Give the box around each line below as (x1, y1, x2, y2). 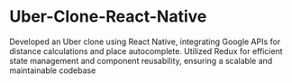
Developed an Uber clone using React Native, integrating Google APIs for (9, 36, 281, 47)
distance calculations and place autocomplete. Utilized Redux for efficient (9, 45, 283, 56)
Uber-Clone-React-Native (9, 6, 207, 27)
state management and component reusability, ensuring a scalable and (9, 55, 273, 66)
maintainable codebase (9, 65, 96, 76)
